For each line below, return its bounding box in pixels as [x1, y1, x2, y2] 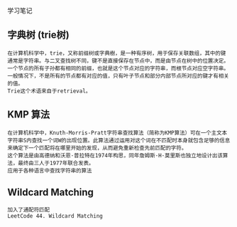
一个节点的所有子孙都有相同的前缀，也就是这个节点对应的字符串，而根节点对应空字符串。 [7, 65, 229, 72]
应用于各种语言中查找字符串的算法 [7, 167, 92, 174]
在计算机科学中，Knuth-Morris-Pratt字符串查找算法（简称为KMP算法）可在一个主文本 [7, 129, 228, 137]
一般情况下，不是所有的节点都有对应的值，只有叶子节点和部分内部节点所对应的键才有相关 [7, 72, 229, 80]
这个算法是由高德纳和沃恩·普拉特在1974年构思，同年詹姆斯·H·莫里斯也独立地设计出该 [7, 152, 224, 159]
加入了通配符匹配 [7, 206, 50, 213]
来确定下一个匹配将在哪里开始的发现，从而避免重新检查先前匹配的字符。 [7, 144, 187, 152]
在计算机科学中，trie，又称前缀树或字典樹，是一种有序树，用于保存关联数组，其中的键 [7, 49, 226, 57]
